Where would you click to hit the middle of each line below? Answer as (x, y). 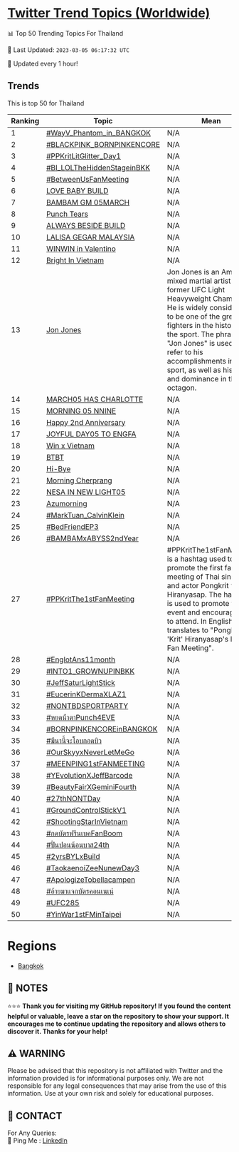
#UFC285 (63, 902)
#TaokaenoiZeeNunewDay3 (93, 868)
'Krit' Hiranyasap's (198, 639)
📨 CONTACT (35, 1116)
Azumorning (67, 503)
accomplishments (196, 361)
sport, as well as (194, 370)
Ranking (25, 120)
